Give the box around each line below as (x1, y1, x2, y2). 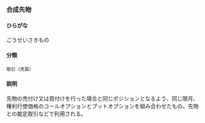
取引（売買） (6, 66, 34, 72)
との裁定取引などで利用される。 (6, 110, 87, 117)
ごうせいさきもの (6, 37, 49, 44)
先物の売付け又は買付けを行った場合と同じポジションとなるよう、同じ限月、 (6, 94, 199, 102)
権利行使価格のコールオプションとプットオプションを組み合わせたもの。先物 (6, 102, 199, 110)
